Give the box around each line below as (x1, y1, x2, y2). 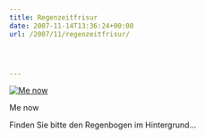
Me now (9, 102, 39, 113)
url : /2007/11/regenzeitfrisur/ (9, 29, 130, 38)
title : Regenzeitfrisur (9, 12, 98, 22)
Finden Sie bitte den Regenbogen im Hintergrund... (9, 119, 197, 130)
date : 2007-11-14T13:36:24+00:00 (9, 21, 134, 30)
